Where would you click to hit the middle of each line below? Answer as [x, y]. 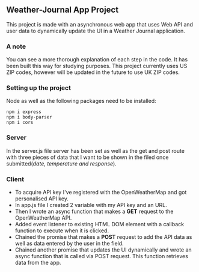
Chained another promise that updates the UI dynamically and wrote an [103, 250]
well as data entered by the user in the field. [69, 243]
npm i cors [20, 123]
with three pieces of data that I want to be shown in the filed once [87, 157]
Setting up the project [38, 88]
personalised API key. [42, 199]
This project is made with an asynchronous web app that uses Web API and [100, 24]
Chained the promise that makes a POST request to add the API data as [103, 237]
